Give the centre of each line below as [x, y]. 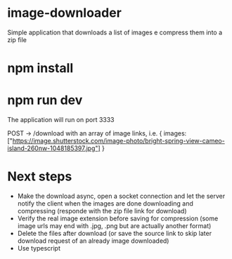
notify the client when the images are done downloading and [105, 204]
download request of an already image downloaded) [93, 241]
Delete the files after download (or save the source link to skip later [115, 233]
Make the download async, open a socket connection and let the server [121, 196]
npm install [40, 68]
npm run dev [45, 100]
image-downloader [64, 13]
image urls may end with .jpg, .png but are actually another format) [114, 226]
